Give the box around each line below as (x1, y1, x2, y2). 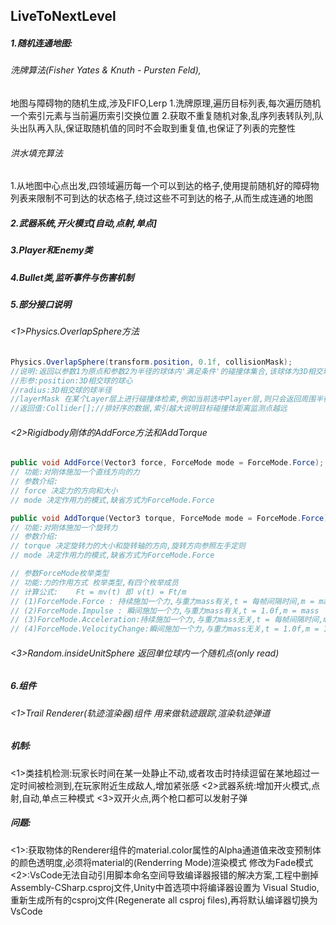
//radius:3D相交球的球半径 (10, 385, 112, 395)
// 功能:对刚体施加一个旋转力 (10, 522, 118, 533)
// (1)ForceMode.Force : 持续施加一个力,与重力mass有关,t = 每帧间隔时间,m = (10, 596, 315, 606)
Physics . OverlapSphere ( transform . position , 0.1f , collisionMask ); (10, 357, 293, 367)
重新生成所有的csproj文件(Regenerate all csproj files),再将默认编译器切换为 (10, 894, 318, 906)
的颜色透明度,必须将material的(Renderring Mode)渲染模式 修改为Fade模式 (10, 856, 314, 868)
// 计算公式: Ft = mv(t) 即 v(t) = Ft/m (10, 587, 187, 597)
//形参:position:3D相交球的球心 (10, 375, 133, 386)
